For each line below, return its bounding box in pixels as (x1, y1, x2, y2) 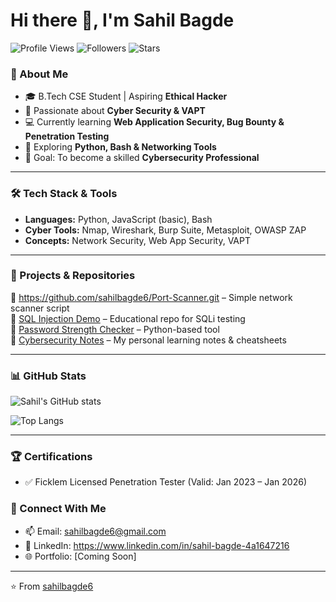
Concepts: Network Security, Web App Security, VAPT (24, 234, 251, 246)
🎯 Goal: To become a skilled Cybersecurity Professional (24, 152, 260, 164)
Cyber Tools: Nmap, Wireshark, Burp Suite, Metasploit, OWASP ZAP (24, 224, 307, 236)
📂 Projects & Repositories (10, 269, 136, 283)
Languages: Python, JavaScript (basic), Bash (24, 213, 213, 225)
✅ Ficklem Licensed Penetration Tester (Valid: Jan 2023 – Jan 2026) (24, 476, 308, 488)
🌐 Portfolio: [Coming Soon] (24, 550, 137, 562)
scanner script (10, 302, 70, 314)
